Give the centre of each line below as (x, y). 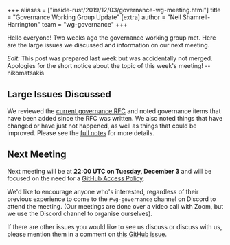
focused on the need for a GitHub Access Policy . (76, 178)
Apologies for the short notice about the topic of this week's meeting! (105, 66)
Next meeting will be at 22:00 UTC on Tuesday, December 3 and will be (110, 171)
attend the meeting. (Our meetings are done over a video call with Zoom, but (115, 206)
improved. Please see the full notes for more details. (81, 132)
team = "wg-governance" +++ (85, 24)
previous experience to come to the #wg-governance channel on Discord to (112, 199)
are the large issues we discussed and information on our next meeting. (108, 45)
